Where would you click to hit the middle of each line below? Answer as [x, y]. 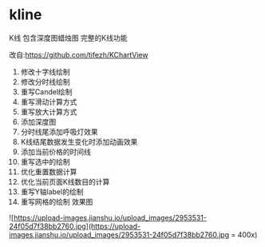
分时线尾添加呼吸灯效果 [59, 131]
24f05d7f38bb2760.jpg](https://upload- [75, 226]
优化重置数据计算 [49, 171]
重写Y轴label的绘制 [52, 191]
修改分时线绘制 [45, 82]
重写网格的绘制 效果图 [57, 201]
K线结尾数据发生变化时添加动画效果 [79, 141]
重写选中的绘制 [45, 161]
